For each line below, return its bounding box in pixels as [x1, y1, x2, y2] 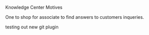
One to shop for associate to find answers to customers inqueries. [5, 14, 144, 20]
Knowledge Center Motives [5, 5, 63, 10]
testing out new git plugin [5, 24, 59, 30]
